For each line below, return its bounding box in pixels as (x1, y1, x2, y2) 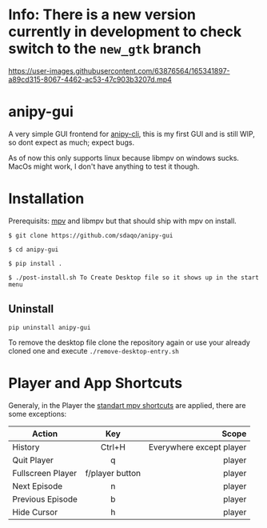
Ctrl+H (100, 442, 126, 453)
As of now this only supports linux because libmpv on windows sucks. (8, 153, 240, 162)
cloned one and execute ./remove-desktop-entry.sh (8, 346, 180, 355)
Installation (8, 190, 85, 208)
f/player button (85, 467, 141, 478)
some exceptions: (8, 409, 67, 418)
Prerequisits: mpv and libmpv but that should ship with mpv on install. (8, 216, 237, 226)
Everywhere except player (148, 442, 247, 453)
